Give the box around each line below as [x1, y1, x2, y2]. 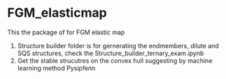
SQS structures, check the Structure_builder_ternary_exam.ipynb [17, 49, 204, 57]
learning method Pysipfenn [17, 64, 96, 72]
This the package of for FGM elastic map [7, 28, 125, 36]
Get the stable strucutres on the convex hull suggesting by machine [17, 56, 213, 64]
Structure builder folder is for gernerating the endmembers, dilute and [17, 41, 219, 50]
